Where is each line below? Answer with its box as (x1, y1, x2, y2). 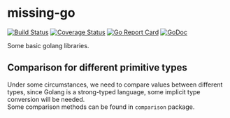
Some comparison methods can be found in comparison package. (7, 103, 195, 111)
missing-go (7, 5, 76, 21)
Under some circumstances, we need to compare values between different (7, 80, 223, 89)
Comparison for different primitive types (7, 61, 187, 74)
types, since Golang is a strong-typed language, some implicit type (7, 87, 201, 96)
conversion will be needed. (7, 95, 85, 103)
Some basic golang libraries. (7, 41, 89, 50)
